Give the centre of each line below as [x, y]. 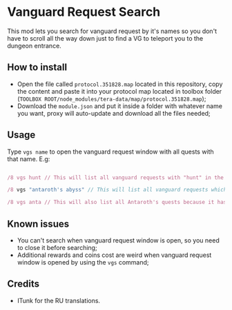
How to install [37, 67]
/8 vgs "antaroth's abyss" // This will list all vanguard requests [108, 190]
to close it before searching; [57, 248]
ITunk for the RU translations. [59, 300]
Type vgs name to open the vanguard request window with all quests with [110, 152]
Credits [23, 284]
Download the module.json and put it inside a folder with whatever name [120, 106]
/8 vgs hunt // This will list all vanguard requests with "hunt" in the [116, 177]
